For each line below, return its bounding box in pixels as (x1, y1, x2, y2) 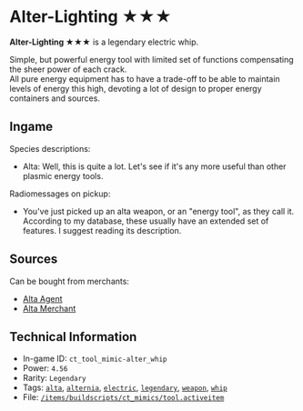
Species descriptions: (9, 143, 91, 154)
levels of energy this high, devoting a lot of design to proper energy (9, 83, 262, 94)
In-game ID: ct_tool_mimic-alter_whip (22, 353, 167, 365)
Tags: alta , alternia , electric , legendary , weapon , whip (22, 382, 227, 393)
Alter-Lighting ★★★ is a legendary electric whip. (9, 36, 198, 47)
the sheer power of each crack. (9, 64, 127, 75)
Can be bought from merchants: (9, 276, 130, 286)
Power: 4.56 (22, 363, 68, 374)
